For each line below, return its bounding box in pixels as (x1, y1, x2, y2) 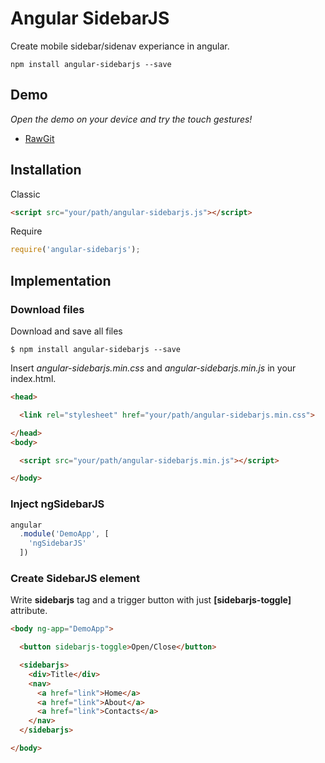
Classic (10, 188, 41, 200)
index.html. (10, 373, 57, 384)
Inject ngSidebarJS (10, 497, 105, 511)
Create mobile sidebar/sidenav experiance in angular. (10, 40, 230, 52)
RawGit (24, 132, 55, 144)
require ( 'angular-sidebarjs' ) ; (10, 245, 141, 255)
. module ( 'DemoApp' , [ (19, 529, 110, 539)
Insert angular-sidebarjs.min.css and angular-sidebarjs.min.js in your (10, 362, 297, 374)
